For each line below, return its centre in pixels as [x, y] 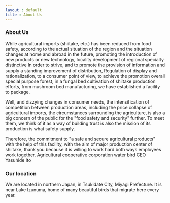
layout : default [24, 10]
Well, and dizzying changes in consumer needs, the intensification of [77, 101]
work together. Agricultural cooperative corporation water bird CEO [76, 155]
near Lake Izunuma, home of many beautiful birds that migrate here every [82, 190]
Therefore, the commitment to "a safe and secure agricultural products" [80, 139]
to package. [18, 92]
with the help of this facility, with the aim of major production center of [79, 144]
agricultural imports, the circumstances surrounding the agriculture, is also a [85, 113]
